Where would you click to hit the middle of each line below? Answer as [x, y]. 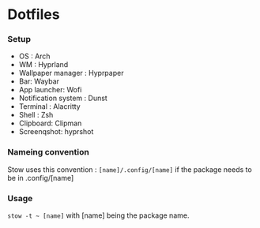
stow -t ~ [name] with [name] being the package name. [98, 215]
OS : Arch [34, 56]
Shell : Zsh [36, 115]
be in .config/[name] [41, 178]
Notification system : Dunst [63, 98]
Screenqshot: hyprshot [56, 132]
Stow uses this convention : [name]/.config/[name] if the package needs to [130, 169]
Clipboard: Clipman [50, 123]
